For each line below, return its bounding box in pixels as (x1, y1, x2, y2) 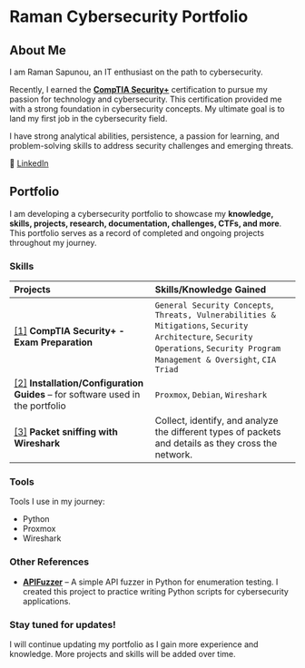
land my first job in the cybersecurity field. (9, 113, 168, 123)
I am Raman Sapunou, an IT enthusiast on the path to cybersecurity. (9, 66, 263, 77)
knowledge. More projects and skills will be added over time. (9, 649, 236, 659)
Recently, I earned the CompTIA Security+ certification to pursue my (9, 84, 268, 94)
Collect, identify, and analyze (154, 415, 279, 427)
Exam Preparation (14, 336, 93, 349)
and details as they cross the (154, 437, 278, 450)
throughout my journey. (9, 237, 97, 248)
